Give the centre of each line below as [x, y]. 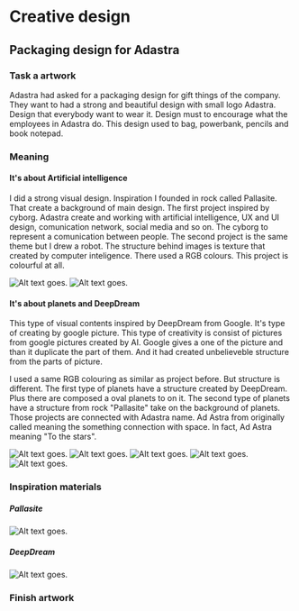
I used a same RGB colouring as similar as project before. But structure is [145, 379]
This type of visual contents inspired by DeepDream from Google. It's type [147, 324]
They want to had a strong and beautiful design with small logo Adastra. [143, 105]
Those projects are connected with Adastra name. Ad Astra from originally [147, 417]
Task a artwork [43, 76]
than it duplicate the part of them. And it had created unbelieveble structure [149, 352]
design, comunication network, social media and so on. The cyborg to [139, 227]
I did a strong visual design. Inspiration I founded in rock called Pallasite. [143, 198]
